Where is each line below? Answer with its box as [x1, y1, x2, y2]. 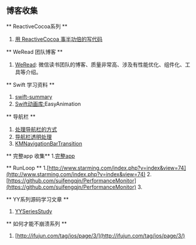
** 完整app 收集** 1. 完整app [6, 152, 75, 159]
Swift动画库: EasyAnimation [14, 100, 81, 107]
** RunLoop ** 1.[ [6, 164, 49, 171]
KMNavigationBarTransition [14, 140, 82, 147]
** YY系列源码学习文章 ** [6, 195, 69, 202]
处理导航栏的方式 [14, 125, 57, 133]
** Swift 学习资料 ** [6, 81, 55, 88]
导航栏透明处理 [14, 133, 52, 140]
